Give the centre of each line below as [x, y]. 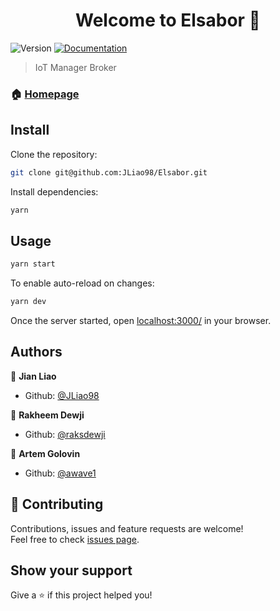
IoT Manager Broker [75, 67]
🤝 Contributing [57, 504]
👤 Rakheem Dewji [47, 415]
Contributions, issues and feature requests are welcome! [127, 528]
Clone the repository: [54, 154]
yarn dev [28, 302]
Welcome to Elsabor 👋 [168, 20]
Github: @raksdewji [65, 434]
